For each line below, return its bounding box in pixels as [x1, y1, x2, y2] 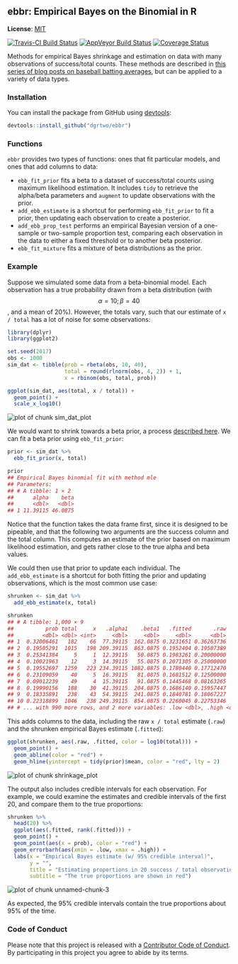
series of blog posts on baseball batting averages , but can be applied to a [7, 67, 222, 75]
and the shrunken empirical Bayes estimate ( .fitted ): [7, 724, 164, 733]
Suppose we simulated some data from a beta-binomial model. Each [7, 278, 207, 286]
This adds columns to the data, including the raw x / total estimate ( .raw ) [7, 717, 225, 726]
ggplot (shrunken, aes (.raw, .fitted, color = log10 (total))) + [7, 739, 198, 746]
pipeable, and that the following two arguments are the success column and [7, 527, 229, 536]
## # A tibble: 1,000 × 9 [7, 618, 84, 626]
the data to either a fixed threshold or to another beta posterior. [17, 237, 203, 245]
